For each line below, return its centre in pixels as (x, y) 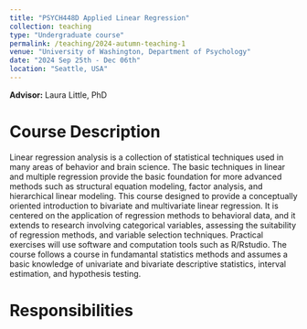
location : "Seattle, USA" (58, 69)
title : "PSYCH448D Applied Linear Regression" (100, 18)
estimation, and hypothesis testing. (75, 273)
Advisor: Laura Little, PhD (58, 95)
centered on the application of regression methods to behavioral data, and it (153, 215)
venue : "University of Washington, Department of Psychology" (130, 52)
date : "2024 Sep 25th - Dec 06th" (75, 60)
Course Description (85, 132)
